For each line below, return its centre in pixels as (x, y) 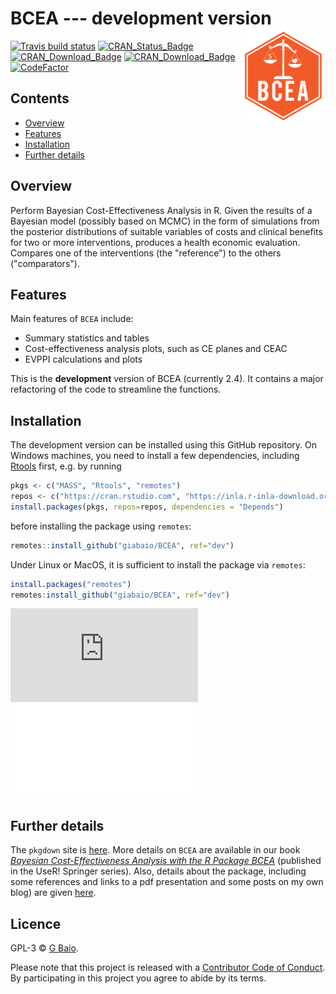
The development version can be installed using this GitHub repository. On (164, 445)
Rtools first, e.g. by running (66, 466)
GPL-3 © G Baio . (44, 948)
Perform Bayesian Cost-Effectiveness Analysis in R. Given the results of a (161, 210)
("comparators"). (45, 263)
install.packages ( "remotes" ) (71, 584)
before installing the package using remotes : (101, 526)
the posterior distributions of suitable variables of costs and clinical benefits (166, 231)
